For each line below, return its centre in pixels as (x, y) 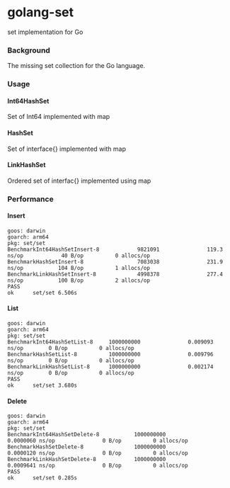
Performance (31, 199)
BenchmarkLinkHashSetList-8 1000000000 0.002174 (110, 367)
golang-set (41, 12)
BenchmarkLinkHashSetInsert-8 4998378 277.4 (115, 274)
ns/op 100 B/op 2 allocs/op (79, 280)
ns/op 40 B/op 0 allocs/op (79, 256)
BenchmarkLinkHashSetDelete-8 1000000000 (87, 460)
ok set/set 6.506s (42, 293)
